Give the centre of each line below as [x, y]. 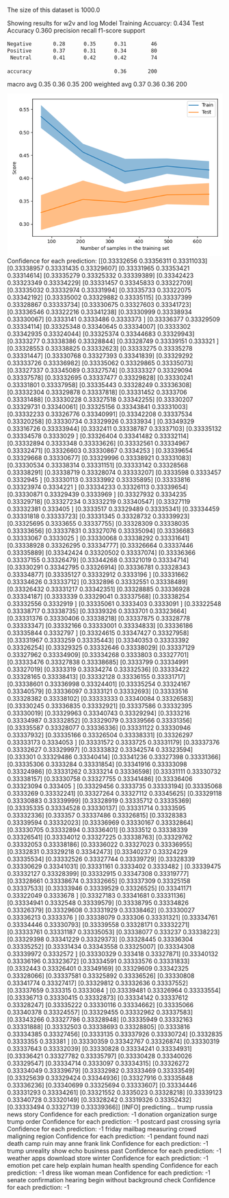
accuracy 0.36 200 [82, 71]
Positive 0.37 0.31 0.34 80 [82, 51]
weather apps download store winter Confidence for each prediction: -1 [108, 1158]
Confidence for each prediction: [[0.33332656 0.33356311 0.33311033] [107, 261]
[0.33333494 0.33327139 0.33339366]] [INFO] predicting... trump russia [110, 1107]
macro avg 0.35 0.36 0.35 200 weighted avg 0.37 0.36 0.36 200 [97, 84]
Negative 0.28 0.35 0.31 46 [82, 44]
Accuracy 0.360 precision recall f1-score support [76, 31]
